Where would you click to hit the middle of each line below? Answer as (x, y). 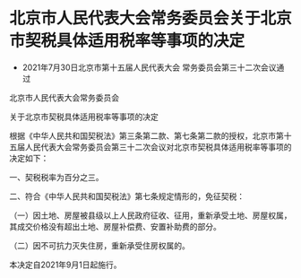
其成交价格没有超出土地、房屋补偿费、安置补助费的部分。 (115, 226)
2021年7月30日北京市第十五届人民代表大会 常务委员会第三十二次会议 (149, 67)
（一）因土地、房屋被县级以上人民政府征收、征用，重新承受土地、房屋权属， (150, 215)
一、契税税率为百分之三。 (56, 177)
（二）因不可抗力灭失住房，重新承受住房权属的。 (99, 245)
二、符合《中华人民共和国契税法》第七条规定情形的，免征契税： (127, 196)
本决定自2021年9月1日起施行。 (65, 265)
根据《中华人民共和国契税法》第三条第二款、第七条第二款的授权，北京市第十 (150, 135)
